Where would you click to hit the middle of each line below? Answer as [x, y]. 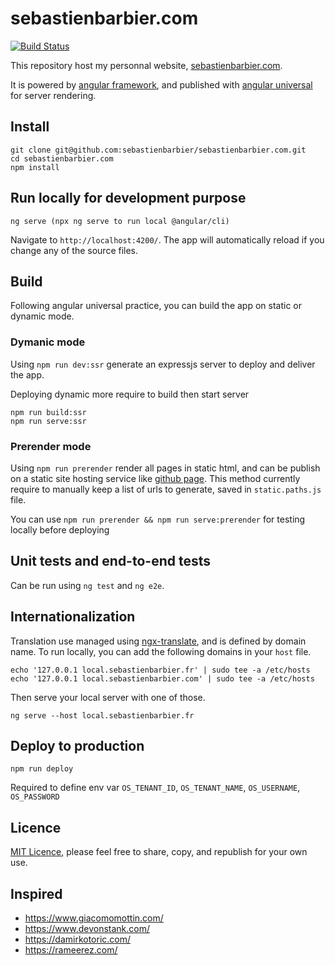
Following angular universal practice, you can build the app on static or [156, 306]
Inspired [36, 893]
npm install [35, 167]
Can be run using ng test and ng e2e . [87, 585]
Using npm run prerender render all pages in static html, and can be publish [165, 468]
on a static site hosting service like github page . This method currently [155, 478]
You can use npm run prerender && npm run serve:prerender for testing [158, 519]
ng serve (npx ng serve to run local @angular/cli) [120, 221]
